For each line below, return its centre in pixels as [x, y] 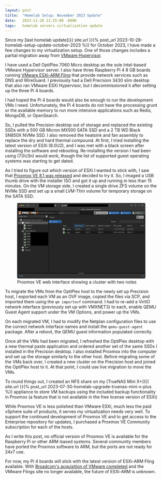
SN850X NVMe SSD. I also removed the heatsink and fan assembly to [74, 135]
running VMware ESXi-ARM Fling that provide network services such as [77, 75]
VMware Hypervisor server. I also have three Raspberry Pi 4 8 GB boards [78, 70]
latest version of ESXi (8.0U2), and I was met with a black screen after [75, 146]
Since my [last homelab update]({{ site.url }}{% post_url [60, 40]
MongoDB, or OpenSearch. [32, 116]
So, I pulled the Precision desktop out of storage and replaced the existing [79, 125]
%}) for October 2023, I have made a [119, 45]
